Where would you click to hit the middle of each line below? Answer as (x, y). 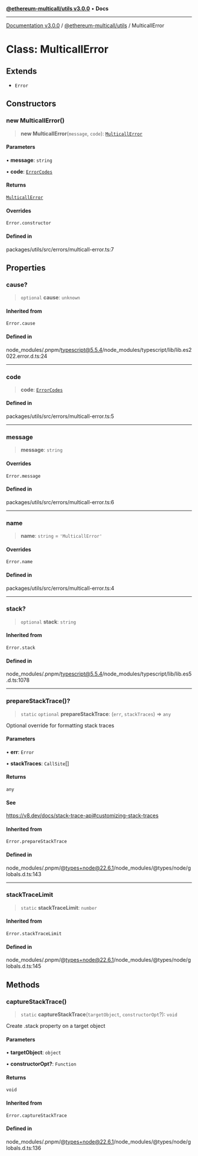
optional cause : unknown (50, 298)
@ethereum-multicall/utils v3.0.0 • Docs (57, 9)
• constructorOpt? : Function (41, 1064)
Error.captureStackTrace (37, 1115)
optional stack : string (48, 622)
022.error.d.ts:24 (27, 356)
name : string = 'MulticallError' (61, 536)
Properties (26, 268)
